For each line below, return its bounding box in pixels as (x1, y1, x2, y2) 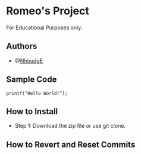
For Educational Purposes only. (6, 24, 83, 31)
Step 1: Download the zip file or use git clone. (14, 122, 126, 130)
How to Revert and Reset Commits (6, 139, 136, 150)
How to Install (6, 106, 58, 116)
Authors (6, 41, 37, 51)
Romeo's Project (6, 4, 89, 18)
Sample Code (6, 75, 57, 85)
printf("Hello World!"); (6, 90, 68, 96)
